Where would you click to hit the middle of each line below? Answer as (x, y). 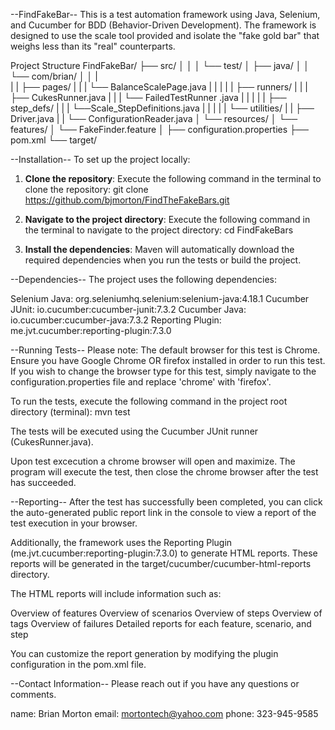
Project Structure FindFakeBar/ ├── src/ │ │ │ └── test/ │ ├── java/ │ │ (160, 65)
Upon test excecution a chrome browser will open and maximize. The (153, 461)
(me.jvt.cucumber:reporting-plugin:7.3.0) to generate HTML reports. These (164, 553)
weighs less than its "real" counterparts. (93, 46)
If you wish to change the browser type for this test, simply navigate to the (163, 371)
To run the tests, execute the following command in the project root (149, 401)
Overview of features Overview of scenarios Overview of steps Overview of (166, 613)
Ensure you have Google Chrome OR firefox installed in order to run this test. (168, 360)
